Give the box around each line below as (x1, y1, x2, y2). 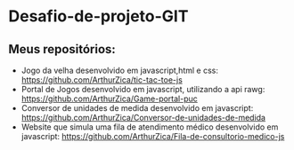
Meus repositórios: (8, 42, 117, 57)
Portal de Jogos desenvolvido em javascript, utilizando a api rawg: (20, 84, 265, 94)
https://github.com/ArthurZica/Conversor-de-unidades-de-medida (20, 113, 266, 122)
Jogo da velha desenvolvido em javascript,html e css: (20, 65, 219, 75)
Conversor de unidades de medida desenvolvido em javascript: (20, 103, 254, 113)
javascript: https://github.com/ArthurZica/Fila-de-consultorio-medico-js (20, 131, 285, 141)
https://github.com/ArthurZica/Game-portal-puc (20, 93, 198, 104)
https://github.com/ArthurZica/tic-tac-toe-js (20, 75, 184, 85)
